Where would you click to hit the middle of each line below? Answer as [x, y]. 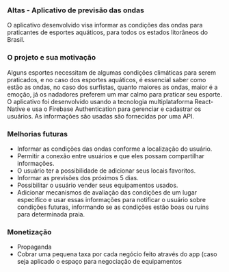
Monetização [29, 232]
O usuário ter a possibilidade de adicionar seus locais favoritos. [106, 171]
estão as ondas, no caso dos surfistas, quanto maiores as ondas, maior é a [112, 87]
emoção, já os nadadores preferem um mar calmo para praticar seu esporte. [114, 94]
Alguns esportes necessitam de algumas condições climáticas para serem [112, 72]
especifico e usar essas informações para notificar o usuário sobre [111, 199]
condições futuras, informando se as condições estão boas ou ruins [113, 207]
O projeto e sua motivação [52, 58]
